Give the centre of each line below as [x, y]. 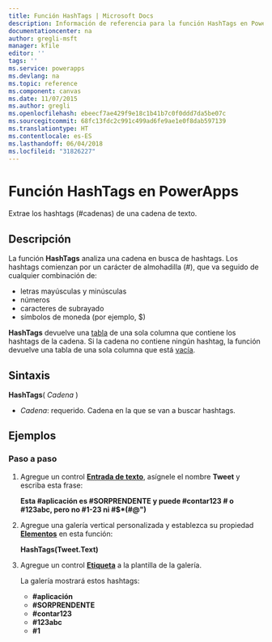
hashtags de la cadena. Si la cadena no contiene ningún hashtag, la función [134, 341]
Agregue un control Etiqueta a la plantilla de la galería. [111, 565]
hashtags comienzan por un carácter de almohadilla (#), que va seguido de [134, 267]
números [35, 300]
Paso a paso [33, 459]
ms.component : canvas [45, 91]
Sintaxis [30, 376]
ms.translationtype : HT [49, 129]
